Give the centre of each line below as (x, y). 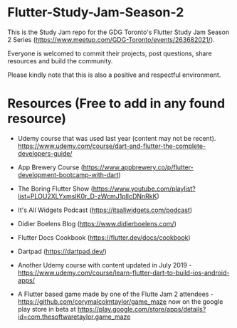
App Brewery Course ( (51, 167)
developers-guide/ (45, 153)
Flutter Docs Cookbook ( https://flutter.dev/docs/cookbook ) (104, 237)
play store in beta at (47, 309)
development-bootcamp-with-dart (68, 174)
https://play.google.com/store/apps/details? (142, 309)
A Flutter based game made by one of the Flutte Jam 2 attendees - (115, 294)
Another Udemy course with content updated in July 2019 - (105, 265)
